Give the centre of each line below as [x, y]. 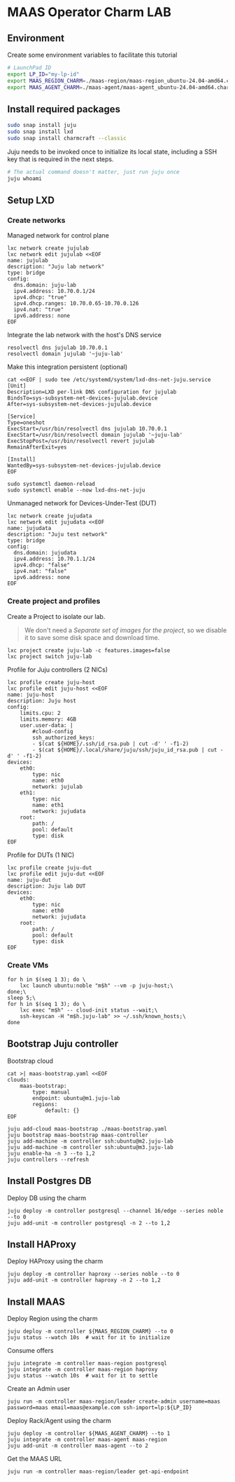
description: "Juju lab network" [56, 267]
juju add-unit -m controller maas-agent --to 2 [78, 1446]
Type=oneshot [26, 423]
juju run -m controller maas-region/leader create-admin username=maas [114, 1402]
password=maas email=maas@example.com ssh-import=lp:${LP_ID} [100, 1408]
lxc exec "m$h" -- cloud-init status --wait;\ [89, 1010]
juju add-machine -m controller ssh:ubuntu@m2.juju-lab [90, 1141]
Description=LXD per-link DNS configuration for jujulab [92, 392]
